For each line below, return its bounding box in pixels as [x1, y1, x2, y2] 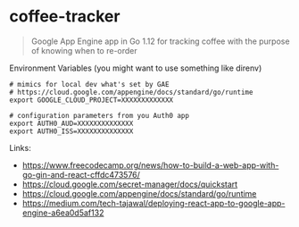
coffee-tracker [9, 6, 120, 27]
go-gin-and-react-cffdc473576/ [21, 169, 141, 180]
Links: [9, 142, 31, 153]
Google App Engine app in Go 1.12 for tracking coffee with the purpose [30, 36, 290, 46]
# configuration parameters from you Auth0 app [9, 111, 190, 120]
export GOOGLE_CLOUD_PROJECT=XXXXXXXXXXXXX [9, 96, 174, 105]
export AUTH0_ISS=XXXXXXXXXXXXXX [9, 127, 134, 136]
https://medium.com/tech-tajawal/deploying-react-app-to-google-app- [21, 198, 286, 208]
